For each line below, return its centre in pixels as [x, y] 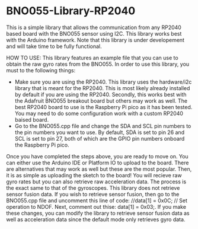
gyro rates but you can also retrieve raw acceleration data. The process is [96, 182]
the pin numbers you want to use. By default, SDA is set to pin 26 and [100, 132]
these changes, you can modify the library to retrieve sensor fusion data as [98, 213]
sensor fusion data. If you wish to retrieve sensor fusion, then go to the [93, 194]
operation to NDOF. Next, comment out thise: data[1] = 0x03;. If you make [96, 206]
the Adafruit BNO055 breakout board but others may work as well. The [101, 101]
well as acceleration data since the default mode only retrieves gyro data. [96, 219]
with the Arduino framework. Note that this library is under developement [95, 40]
